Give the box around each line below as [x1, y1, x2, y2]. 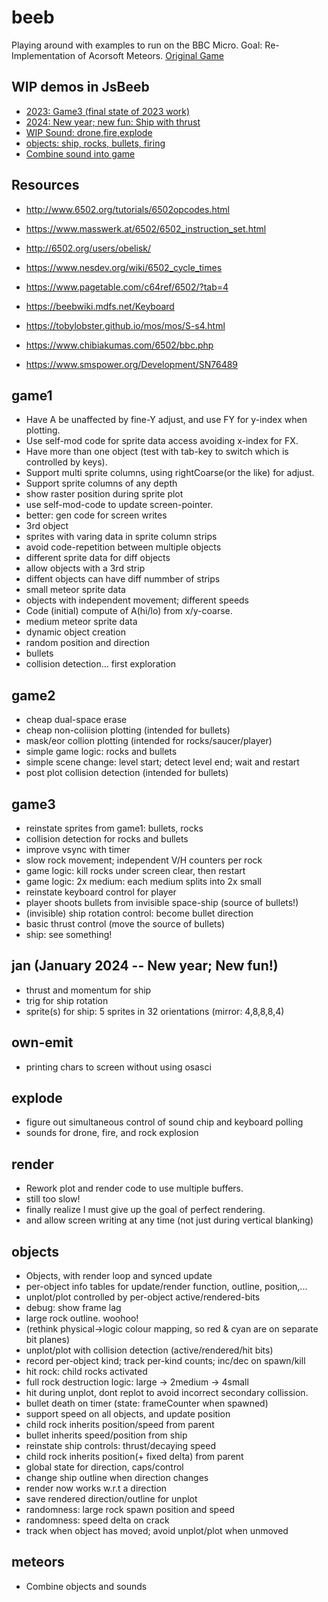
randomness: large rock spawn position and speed [25, 1504, 236, 1516]
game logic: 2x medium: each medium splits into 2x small [25, 876, 262, 887]
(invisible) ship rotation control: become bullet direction [25, 907, 254, 919]
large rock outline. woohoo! [25, 1312, 139, 1325]
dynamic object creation [25, 626, 126, 638]
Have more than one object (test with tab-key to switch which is [25, 446, 289, 458]
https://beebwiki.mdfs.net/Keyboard [25, 300, 175, 312]
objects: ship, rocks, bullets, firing [25, 137, 166, 149]
